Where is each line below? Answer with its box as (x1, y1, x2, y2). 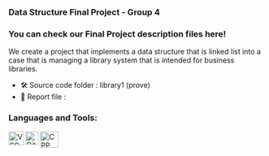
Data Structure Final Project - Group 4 (8, 6, 161, 18)
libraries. (8, 64, 38, 74)
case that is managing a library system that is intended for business (8, 55, 235, 65)
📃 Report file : (20, 92, 67, 102)
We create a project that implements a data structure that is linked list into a (8, 47, 262, 57)
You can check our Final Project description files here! (8, 28, 227, 39)
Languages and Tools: (8, 112, 98, 123)
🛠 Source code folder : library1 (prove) (20, 80, 150, 90)
